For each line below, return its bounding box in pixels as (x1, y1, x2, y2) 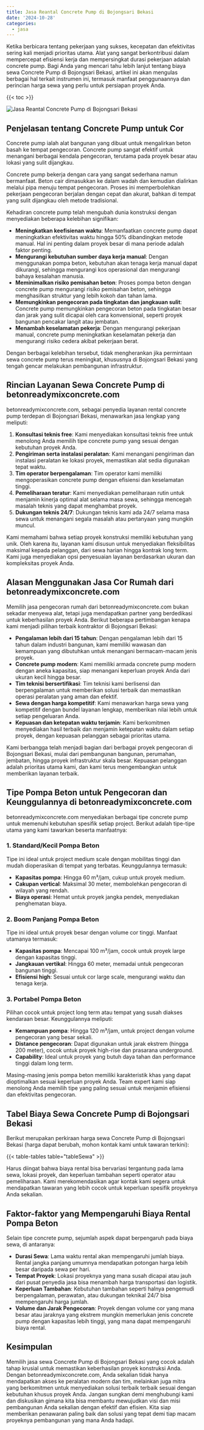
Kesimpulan (6, 1342, 53, 1352)
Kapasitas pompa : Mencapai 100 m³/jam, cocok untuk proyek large (15, 947, 186, 955)
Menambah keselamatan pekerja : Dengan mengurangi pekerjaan (15, 325, 181, 332)
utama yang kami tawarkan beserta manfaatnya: (6, 826, 128, 834)
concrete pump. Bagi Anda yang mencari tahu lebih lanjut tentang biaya (6, 62, 186, 70)
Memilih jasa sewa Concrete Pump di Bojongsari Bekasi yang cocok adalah (6, 1358, 195, 1365)
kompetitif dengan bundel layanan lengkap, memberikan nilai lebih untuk (15, 706, 198, 713)
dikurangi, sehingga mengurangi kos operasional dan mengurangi (15, 266, 180, 273)
